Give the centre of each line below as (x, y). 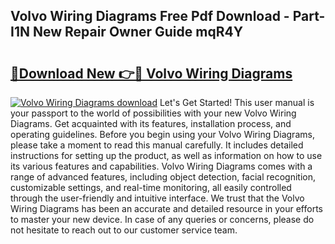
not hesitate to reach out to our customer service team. (124, 230)
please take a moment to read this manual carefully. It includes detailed (157, 145)
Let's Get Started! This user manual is (237, 102)
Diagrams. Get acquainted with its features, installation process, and (151, 123)
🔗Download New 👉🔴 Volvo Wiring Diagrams (151, 73)
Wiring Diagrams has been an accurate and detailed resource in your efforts (166, 208)
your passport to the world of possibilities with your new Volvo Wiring (153, 113)
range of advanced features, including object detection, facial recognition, (163, 177)
